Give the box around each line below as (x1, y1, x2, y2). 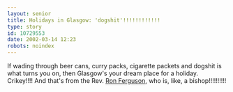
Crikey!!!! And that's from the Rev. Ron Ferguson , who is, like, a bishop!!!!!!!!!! (7, 77, 227, 84)
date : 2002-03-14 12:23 (7, 36, 77, 43)
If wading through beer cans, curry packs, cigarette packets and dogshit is (7, 62, 222, 70)
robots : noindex (7, 43, 54, 49)
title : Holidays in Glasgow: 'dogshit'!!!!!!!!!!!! (7, 17, 160, 24)
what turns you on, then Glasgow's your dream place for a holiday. (7, 69, 199, 77)
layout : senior (7, 10, 52, 17)
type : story (7, 23, 42, 30)
